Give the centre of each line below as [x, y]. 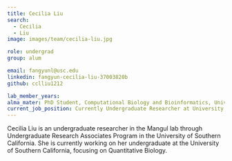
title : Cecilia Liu [35, 13]
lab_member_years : [33, 96]
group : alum [24, 58]
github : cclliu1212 [35, 84]
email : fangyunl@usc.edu [43, 70]
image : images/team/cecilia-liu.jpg [60, 39]
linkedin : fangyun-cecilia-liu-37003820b [68, 77]
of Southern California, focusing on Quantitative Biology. [87, 151]
